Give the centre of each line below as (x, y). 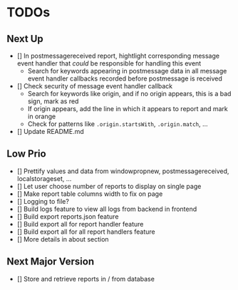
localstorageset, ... (44, 178)
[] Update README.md (51, 131)
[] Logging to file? (43, 201)
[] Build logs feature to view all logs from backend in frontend (107, 209)
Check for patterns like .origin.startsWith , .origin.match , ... (118, 124)
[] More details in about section (63, 239)
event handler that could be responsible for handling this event (109, 63)
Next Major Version (50, 262)
